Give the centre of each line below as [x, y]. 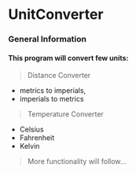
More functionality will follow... [77, 161]
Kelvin [29, 146]
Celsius [32, 130]
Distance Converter [59, 76]
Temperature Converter [65, 114]
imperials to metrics [51, 99]
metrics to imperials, [53, 91]
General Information [48, 39]
